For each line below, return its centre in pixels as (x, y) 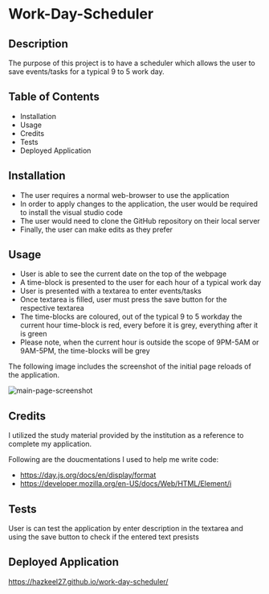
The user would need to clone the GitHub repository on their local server (140, 221)
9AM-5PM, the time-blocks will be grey (85, 351)
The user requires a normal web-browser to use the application (124, 195)
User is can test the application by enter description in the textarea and (126, 529)
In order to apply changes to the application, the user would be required (139, 204)
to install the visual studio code (71, 212)
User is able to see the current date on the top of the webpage (123, 274)
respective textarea (52, 308)
